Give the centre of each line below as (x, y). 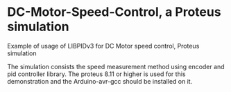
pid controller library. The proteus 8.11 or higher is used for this (96, 74)
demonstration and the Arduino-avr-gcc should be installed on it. (100, 81)
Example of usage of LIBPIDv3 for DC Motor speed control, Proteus (103, 46)
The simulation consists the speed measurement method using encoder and (116, 66)
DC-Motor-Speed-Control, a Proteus (114, 12)
